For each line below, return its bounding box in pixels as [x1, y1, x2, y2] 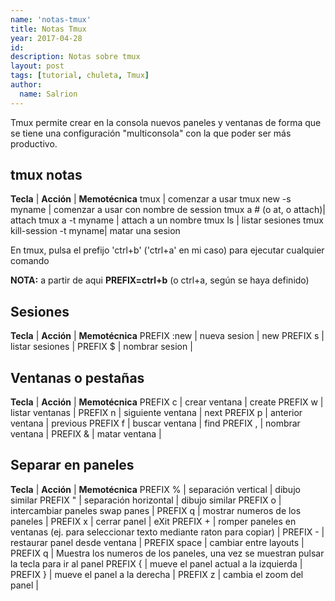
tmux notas [10, 167, 83, 184]
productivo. [10, 137, 58, 150]
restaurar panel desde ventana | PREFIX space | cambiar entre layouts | [10, 536, 305, 548]
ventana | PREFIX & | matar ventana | [10, 428, 162, 440]
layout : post [10, 61, 65, 71]
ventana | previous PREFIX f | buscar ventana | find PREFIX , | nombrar [10, 417, 301, 430]
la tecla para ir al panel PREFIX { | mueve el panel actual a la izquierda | [10, 557, 303, 570]
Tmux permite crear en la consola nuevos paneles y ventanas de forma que [10, 116, 322, 128]
